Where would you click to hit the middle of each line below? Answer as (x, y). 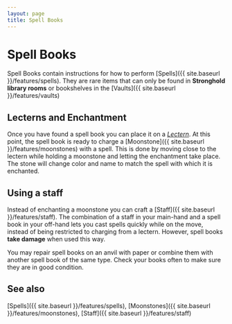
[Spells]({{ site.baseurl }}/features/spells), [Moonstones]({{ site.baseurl (109, 305)
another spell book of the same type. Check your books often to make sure (114, 260)
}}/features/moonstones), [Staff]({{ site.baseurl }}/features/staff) (99, 313)
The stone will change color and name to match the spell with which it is (110, 164)
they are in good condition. (46, 267)
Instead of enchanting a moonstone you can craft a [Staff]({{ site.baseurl (111, 210)
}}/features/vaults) (34, 96)
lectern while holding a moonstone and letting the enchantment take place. (114, 156)
